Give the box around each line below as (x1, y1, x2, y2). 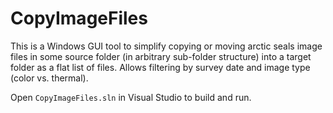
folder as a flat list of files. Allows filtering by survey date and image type (10, 61, 311, 73)
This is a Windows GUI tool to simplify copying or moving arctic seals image (10, 40, 323, 52)
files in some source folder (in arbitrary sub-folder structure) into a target (10, 50, 312, 62)
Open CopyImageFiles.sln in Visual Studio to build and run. (10, 91, 252, 103)
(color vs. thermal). (10, 72, 89, 84)
